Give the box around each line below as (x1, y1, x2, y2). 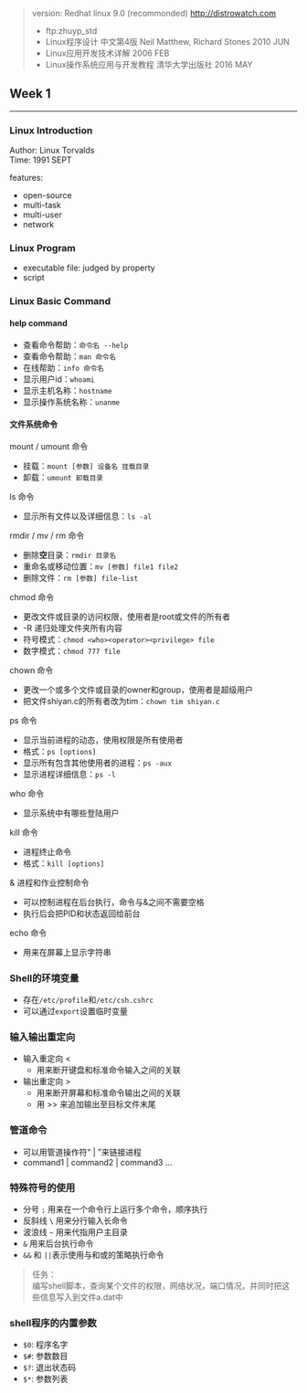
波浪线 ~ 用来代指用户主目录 (22, 1226, 128, 1237)
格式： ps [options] (22, 745, 97, 756)
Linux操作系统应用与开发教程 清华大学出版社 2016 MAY (45, 59, 253, 69)
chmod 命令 (9, 591, 55, 602)
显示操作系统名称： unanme (22, 396, 121, 407)
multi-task (22, 200, 61, 211)
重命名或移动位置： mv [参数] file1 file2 (22, 561, 179, 572)
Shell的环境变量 (9, 972, 79, 985)
